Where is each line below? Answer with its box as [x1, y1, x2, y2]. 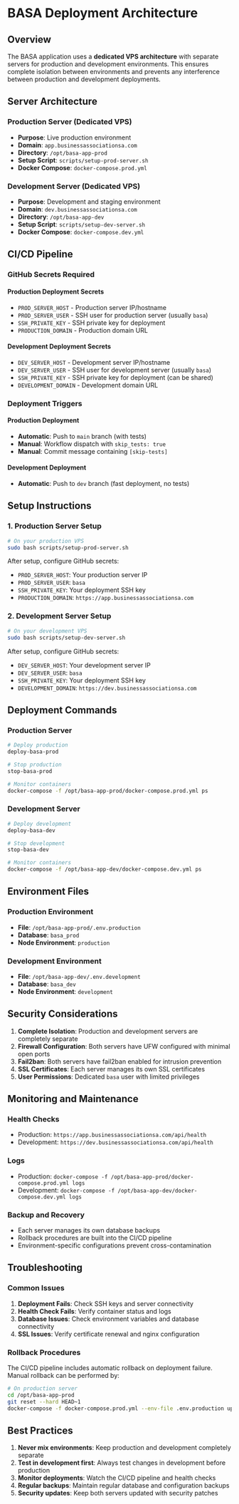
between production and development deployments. [7, 75, 161, 83]
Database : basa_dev [17, 980, 76, 988]
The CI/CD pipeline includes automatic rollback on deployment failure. [7, 1364, 213, 1372]
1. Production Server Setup [7, 522, 102, 531]
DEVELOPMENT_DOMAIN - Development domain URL [17, 380, 159, 389]
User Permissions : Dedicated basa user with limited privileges [17, 1072, 200, 1081]
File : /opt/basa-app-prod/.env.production [17, 923, 141, 931]
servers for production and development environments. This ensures [7, 60, 209, 68]
